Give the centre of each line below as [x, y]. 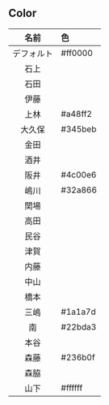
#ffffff [72, 387]
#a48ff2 [77, 114]
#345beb [79, 129]
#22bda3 [79, 326]
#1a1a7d [79, 312]
